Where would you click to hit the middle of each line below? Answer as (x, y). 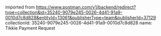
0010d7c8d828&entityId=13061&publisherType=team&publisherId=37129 (81, 18)
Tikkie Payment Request (30, 28)
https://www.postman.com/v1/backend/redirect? (86, 7)
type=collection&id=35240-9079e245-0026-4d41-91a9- (64, 12)
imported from (20, 7)
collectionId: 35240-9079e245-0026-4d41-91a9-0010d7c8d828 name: (79, 23)
